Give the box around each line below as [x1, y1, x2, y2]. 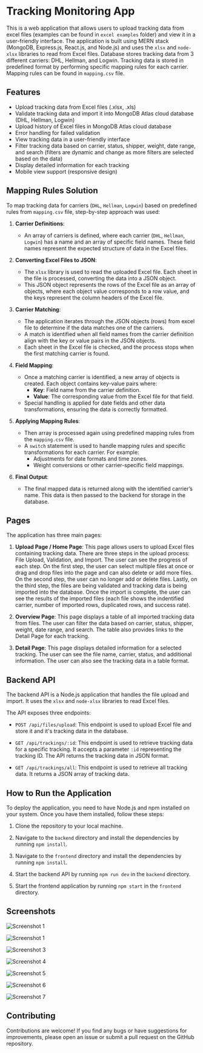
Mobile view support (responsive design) [15, 168, 118, 175]
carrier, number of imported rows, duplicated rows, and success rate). [15, 602, 191, 609]
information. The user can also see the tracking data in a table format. [15, 657, 190, 665]
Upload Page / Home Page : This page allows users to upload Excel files [15, 543, 195, 551]
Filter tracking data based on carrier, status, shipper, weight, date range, [15, 142, 196, 149]
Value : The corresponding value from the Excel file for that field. [33, 393, 194, 400]
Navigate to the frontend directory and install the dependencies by [15, 852, 182, 859]
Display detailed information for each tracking [15, 161, 130, 168]
